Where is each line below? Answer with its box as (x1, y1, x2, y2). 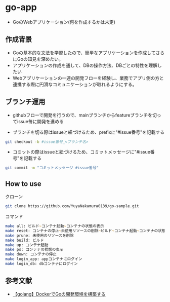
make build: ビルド (5, 238, 44, 243)
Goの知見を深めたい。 (17, 56, 63, 62)
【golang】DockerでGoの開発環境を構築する (12, 291, 106, 297)
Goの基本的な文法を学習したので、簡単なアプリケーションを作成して (12, 50, 156, 56)
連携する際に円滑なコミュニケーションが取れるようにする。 (12, 81, 137, 87)
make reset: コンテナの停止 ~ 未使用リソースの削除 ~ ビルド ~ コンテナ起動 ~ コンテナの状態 (5, 228, 166, 233)
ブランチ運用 (5, 98, 46, 106)
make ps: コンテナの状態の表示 (5, 247, 64, 252)
